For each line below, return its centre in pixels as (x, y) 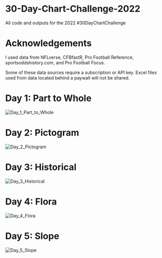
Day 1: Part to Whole (49, 98)
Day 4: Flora (31, 202)
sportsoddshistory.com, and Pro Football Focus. (55, 62)
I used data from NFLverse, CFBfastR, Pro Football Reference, (70, 57)
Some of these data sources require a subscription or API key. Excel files (81, 72)
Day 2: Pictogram (42, 133)
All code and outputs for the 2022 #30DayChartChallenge (66, 23)
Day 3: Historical (41, 167)
